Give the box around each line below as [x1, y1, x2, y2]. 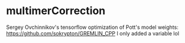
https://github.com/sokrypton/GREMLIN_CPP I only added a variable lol [6, 29, 179, 37]
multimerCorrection [6, 4, 106, 18]
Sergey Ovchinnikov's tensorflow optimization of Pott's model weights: [6, 24, 178, 31]
